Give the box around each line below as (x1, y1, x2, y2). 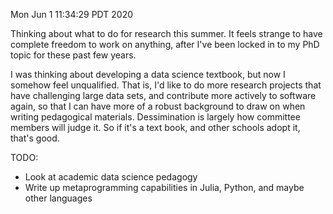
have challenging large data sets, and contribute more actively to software (10, 90, 317, 101)
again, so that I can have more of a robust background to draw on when (10, 100, 306, 112)
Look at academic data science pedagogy (24, 171, 198, 183)
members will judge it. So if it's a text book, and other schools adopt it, (10, 122, 301, 133)
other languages (24, 192, 93, 204)
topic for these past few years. (10, 49, 137, 61)
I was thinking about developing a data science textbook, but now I (10, 69, 286, 80)
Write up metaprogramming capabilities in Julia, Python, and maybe (24, 182, 305, 193)
